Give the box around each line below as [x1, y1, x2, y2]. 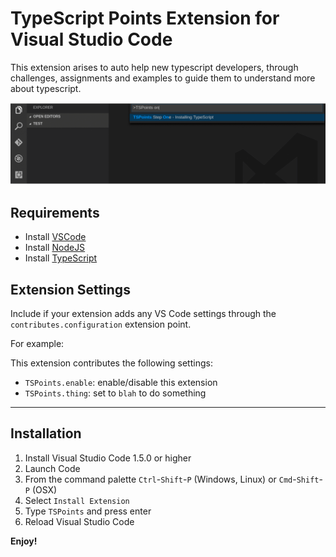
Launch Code [24, 462, 81, 474]
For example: [10, 337, 65, 349]
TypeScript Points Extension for [10, 7, 280, 30]
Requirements [10, 204, 100, 221]
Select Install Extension [24, 494, 130, 506]
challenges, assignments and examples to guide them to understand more [10, 72, 316, 84]
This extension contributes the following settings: [10, 357, 213, 369]
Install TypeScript [24, 252, 98, 264]
